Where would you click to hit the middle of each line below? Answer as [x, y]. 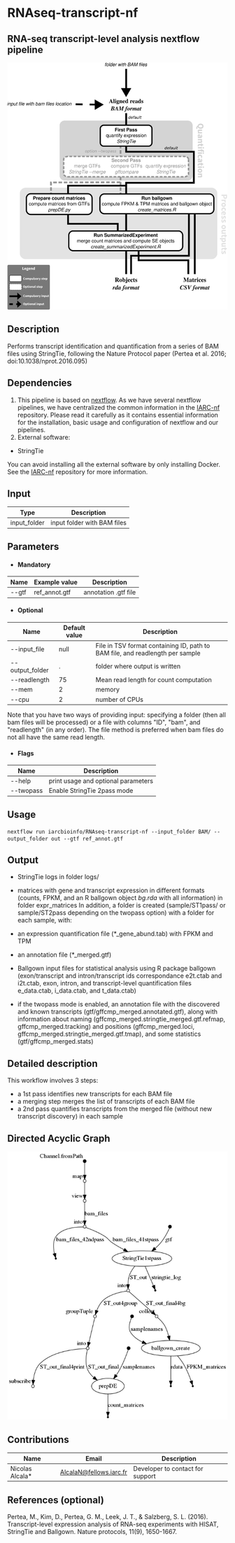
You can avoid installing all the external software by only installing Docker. [114, 464]
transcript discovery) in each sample [70, 1116]
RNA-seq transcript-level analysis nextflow [104, 39]
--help [21, 781]
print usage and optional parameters [101, 781]
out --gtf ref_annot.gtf [87, 838]
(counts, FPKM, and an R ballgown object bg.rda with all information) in [120, 898]
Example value [56, 582]
